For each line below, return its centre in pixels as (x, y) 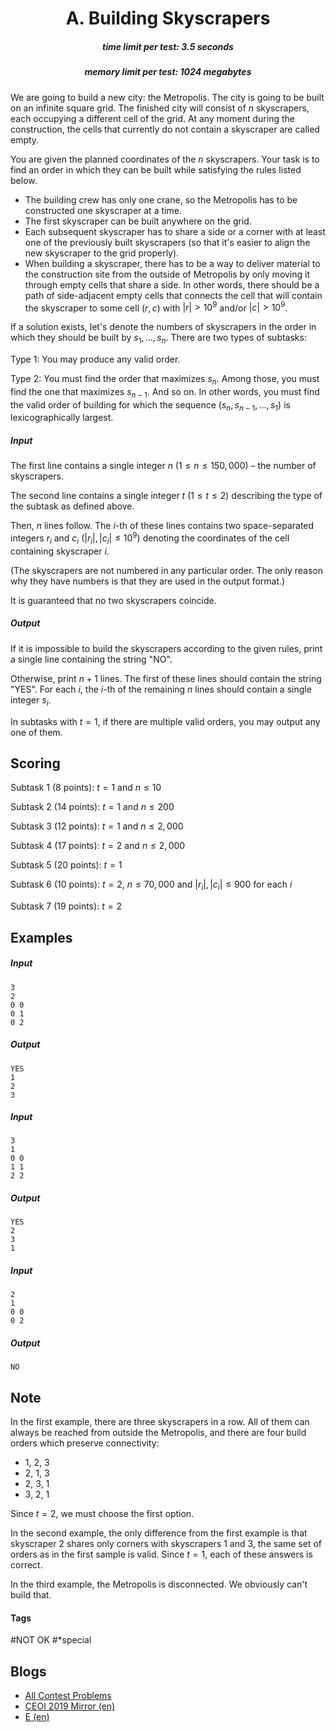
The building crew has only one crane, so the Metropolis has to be (161, 199)
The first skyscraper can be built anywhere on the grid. (138, 221)
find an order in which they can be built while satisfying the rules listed (156, 169)
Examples (41, 937)
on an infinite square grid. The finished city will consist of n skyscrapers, (160, 108)
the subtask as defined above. (72, 506)
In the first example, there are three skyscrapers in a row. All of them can (160, 1422)
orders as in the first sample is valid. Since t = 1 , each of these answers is (161, 1554)
